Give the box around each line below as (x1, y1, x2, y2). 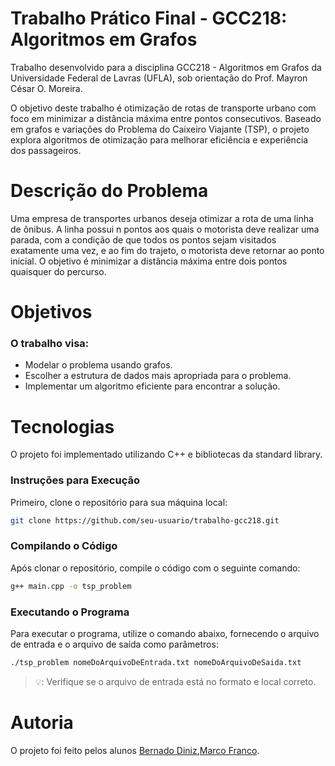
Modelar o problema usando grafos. (24, 359, 173, 371)
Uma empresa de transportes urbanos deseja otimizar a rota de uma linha (10, 212, 314, 224)
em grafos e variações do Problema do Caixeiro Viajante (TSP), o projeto (10, 123, 310, 135)
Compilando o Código (10, 539, 118, 553)
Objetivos (10, 301, 93, 324)
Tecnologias (10, 415, 115, 438)
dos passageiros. (10, 144, 82, 156)
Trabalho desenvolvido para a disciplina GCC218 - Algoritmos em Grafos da (10, 61, 322, 73)
